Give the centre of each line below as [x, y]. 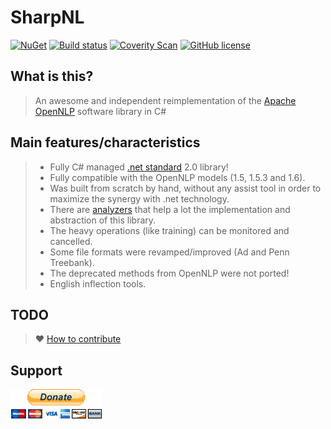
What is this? [52, 76]
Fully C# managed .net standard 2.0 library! [139, 167]
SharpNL [47, 17]
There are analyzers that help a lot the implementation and [170, 209]
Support [36, 370]
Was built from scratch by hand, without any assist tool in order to [185, 188]
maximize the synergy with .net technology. [139, 198]
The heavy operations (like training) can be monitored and [169, 230]
